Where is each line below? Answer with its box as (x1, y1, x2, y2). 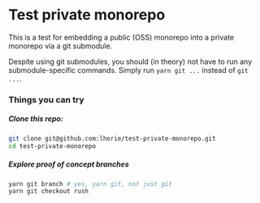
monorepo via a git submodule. (8, 40, 113, 50)
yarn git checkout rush (8, 188, 89, 196)
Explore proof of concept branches (8, 159, 130, 169)
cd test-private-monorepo (8, 142, 96, 150)
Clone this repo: (8, 114, 63, 124)
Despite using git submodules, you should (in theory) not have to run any (8, 57, 253, 66)
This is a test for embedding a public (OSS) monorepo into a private (8, 32, 234, 42)
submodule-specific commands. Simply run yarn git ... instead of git (8, 65, 249, 74)
